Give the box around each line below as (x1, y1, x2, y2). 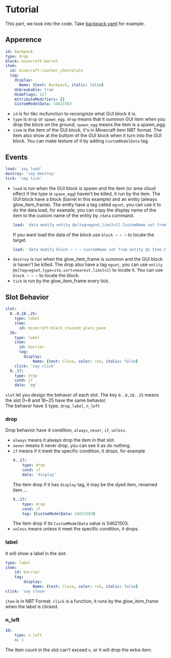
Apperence (5, 35, 42, 44)
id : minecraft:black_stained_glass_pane (18, 325, 106, 331)
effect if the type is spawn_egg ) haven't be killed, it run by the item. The (12, 191, 161, 197)
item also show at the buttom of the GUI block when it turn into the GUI (12, 132, 162, 139)
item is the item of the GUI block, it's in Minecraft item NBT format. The (12, 127, 162, 133)
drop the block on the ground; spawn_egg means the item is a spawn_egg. (12, 121, 166, 128)
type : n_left (14, 633, 42, 638)
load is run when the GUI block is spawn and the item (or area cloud (12, 185, 156, 191)
